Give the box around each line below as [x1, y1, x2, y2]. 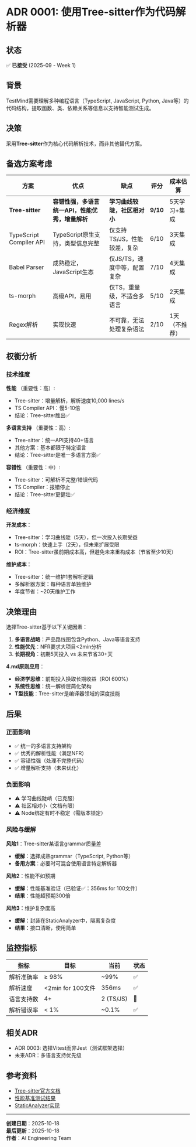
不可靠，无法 [108, 316, 145, 325]
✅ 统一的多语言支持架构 [14, 742, 72, 749]
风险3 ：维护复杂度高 [6, 904, 56, 912]
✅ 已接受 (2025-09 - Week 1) [6, 62, 76, 69]
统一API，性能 [52, 206, 92, 214]
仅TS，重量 [108, 284, 141, 292]
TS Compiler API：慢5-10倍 [14, 405, 80, 412]
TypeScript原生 [52, 231, 94, 239]
